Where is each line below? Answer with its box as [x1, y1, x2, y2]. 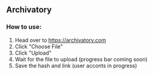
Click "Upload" [14, 49, 52, 56]
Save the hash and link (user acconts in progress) [14, 62, 137, 69]
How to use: [6, 23, 42, 31]
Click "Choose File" [14, 43, 63, 50]
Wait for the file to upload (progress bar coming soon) [14, 55, 148, 62]
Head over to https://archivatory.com [14, 36, 106, 44]
